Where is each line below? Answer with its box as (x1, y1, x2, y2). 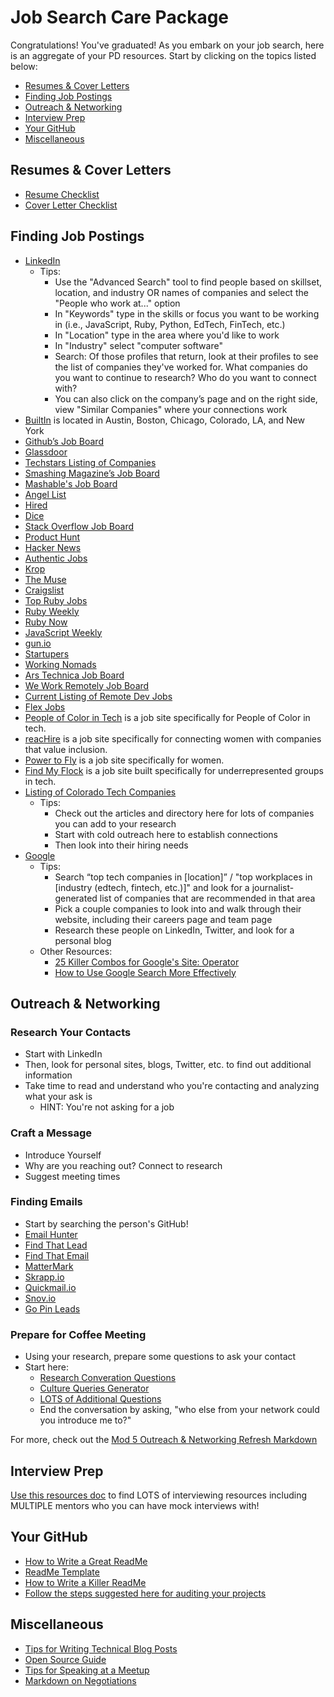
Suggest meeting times (24, 1170, 121, 1182)
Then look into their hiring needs (54, 839, 189, 851)
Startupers (24, 647, 70, 660)
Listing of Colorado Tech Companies (24, 786, 177, 798)
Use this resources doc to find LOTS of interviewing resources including (10, 1489, 308, 1501)
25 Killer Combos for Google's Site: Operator (54, 956, 240, 968)
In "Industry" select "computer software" (54, 339, 223, 351)
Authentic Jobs (24, 552, 88, 564)
